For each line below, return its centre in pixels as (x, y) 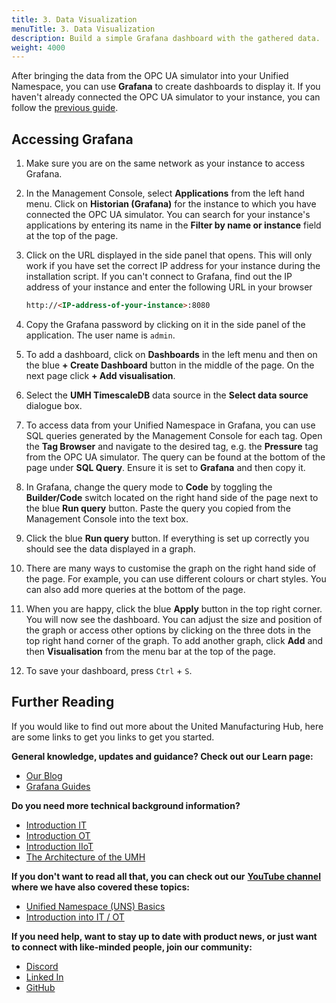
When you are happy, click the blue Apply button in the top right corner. (174, 608)
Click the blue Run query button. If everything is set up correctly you (167, 538)
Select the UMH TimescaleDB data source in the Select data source (167, 395)
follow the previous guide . (65, 108)
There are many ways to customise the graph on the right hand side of (171, 568)
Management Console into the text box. (107, 518)
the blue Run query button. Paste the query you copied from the (158, 508)
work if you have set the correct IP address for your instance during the (173, 266)
